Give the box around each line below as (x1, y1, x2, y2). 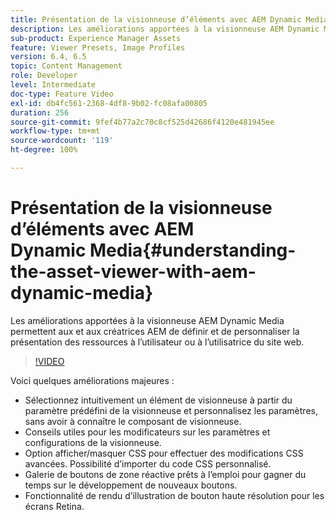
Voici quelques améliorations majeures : (10, 374, 175, 386)
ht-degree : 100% (10, 145, 78, 155)
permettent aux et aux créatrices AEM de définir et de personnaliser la (10, 325, 300, 337)
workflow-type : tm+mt (10, 126, 101, 136)
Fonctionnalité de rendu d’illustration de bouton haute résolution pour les (24, 489, 325, 501)
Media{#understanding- (89, 239, 297, 262)
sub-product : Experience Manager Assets (10, 33, 182, 43)
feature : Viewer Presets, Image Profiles (10, 42, 186, 53)
